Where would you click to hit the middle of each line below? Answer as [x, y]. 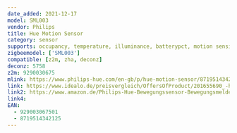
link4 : [17, 99]
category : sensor [33, 40]
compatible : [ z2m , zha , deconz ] [55, 60]
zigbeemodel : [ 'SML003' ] [44, 53]
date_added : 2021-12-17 [42, 14]
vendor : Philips [31, 27]
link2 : [17, 92]
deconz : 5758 [26, 66]
